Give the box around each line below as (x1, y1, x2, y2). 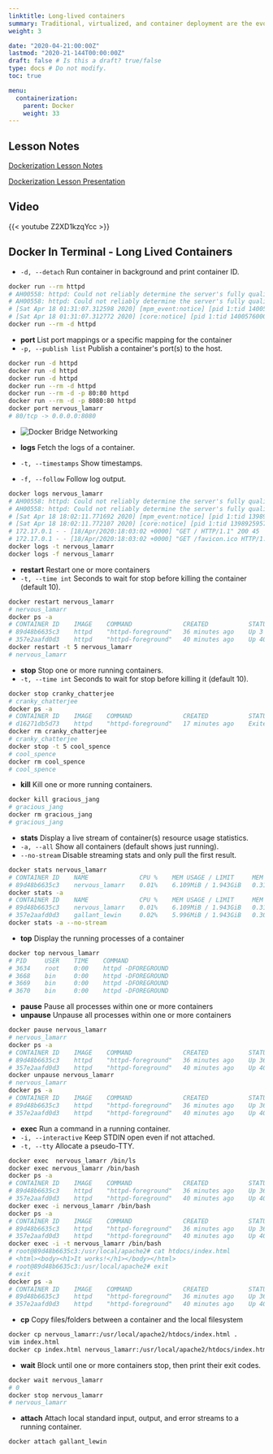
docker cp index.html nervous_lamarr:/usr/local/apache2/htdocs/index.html (8, 1345, 271, 1353)
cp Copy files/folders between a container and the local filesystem (19, 1315, 244, 1325)
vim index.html (8, 1338, 60, 1347)
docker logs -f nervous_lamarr (8, 550, 115, 558)
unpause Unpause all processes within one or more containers (19, 1010, 232, 1020)
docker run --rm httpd (8, 282, 85, 291)
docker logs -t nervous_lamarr (8, 543, 115, 551)
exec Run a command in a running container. (19, 1123, 171, 1133)
